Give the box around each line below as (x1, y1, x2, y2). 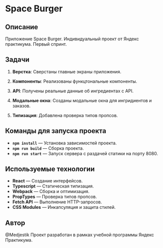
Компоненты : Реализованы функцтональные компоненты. (12, 78, 138, 84)
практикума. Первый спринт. (5, 41, 67, 47)
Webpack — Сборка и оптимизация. (12, 188, 90, 194)
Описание (5, 23, 38, 31)
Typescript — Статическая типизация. (12, 183, 94, 189)
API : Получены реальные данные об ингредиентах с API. (12, 88, 134, 94)
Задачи (5, 56, 30, 64)
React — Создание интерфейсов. (12, 178, 83, 184)
